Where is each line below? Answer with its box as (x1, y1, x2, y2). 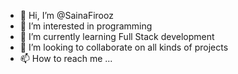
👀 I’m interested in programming (19, 20, 153, 32)
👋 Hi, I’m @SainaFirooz (19, 10, 114, 21)
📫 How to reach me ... (19, 53, 113, 64)
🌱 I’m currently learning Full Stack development (19, 31, 215, 42)
